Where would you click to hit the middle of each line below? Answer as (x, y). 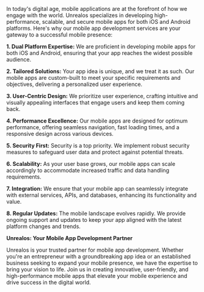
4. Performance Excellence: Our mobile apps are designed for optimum (97, 121)
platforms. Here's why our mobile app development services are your (93, 28)
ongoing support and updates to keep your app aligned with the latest (94, 220)
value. (14, 201)
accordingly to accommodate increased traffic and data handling (88, 170)
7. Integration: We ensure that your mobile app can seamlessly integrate (97, 189)
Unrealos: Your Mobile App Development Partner (70, 238)
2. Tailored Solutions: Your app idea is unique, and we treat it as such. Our (100, 71)
